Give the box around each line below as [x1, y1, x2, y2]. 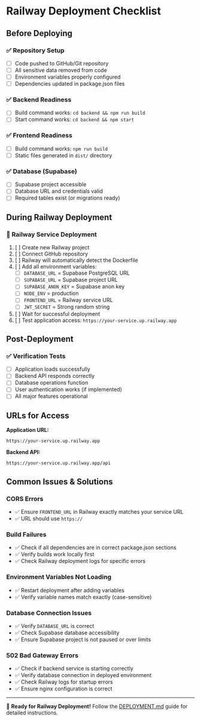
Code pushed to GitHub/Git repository [14, 59, 109, 67]
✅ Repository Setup [6, 46, 65, 55]
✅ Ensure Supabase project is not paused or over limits [14, 636, 151, 643]
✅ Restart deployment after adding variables [14, 586, 124, 594]
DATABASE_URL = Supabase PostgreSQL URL [23, 269, 130, 277]
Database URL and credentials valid [14, 187, 103, 195]
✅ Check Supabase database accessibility [14, 629, 120, 636]
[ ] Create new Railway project [14, 244, 90, 251]
